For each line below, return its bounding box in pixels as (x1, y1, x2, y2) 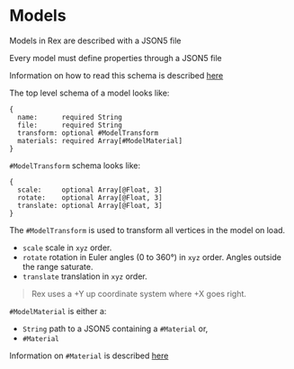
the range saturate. (22, 261, 94, 272)
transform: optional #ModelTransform (17, 128, 159, 138)
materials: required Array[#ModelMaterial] (17, 136, 183, 145)
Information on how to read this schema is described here (9, 69, 224, 81)
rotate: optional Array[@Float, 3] (17, 193, 164, 202)
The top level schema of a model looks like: (9, 87, 170, 98)
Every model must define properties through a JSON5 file (9, 52, 222, 63)
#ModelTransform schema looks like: (9, 159, 141, 171)
